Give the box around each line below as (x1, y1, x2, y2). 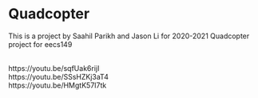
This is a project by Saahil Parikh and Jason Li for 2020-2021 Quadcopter (8, 31, 250, 41)
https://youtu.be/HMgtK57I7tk (8, 80, 107, 90)
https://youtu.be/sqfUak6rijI (8, 63, 100, 73)
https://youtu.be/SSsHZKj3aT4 (8, 72, 109, 81)
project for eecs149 (8, 39, 73, 49)
